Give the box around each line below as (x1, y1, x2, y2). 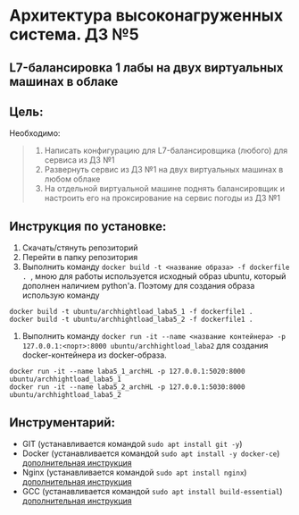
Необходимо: (9, 128, 61, 139)
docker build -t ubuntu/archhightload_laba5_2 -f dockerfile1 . (9, 315, 253, 325)
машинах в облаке (9, 73, 119, 89)
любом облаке (44, 173, 101, 184)
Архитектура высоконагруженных (9, 5, 284, 26)
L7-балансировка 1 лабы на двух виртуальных (9, 60, 284, 75)
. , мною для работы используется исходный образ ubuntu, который (21, 271, 287, 282)
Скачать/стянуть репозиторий (21, 242, 138, 253)
